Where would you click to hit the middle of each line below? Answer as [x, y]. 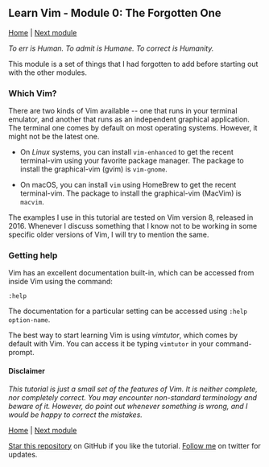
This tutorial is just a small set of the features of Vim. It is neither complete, [133, 389]
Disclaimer [27, 371]
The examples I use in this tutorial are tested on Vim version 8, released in [131, 217]
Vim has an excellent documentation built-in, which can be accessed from [131, 273]
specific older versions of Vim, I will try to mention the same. [109, 235]
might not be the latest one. [54, 137]
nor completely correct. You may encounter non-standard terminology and [133, 397]
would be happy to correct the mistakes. [76, 415]
